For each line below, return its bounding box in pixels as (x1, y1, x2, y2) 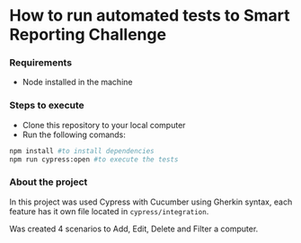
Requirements (9, 56, 73, 69)
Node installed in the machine (22, 77, 133, 88)
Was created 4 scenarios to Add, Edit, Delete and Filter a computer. (9, 223, 259, 234)
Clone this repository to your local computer (22, 119, 186, 130)
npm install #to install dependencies (9, 146, 155, 155)
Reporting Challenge (9, 24, 167, 45)
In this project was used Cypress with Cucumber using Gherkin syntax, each (9, 196, 293, 207)
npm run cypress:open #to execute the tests (9, 154, 179, 164)
